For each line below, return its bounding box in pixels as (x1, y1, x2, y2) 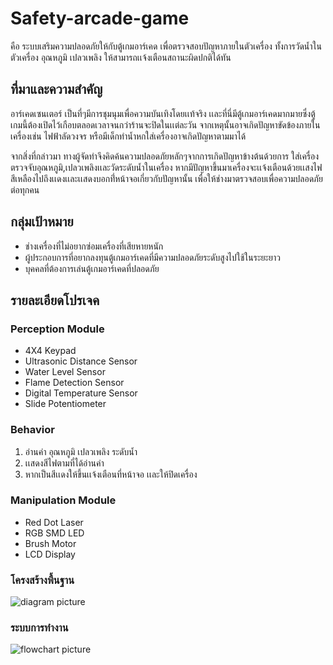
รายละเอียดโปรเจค (10, 292, 100, 309)
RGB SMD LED (24, 527, 85, 539)
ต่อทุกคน (10, 183, 40, 196)
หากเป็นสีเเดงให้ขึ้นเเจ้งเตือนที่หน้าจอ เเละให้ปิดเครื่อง (24, 468, 198, 480)
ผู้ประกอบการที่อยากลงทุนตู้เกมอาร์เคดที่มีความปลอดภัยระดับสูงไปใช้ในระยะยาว (24, 251, 282, 263)
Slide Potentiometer (24, 398, 107, 410)
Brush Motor (24, 537, 77, 549)
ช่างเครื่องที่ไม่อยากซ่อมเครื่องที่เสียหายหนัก (24, 240, 164, 252)
